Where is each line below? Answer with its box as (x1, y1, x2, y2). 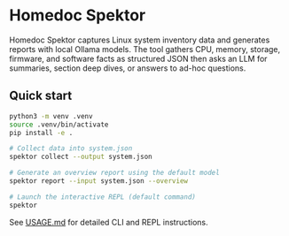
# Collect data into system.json (9, 144, 133, 153)
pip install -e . (9, 128, 74, 137)
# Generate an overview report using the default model (9, 169, 220, 178)
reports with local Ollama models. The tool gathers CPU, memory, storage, (9, 43, 281, 54)
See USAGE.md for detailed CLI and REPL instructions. (9, 217, 208, 227)
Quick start (9, 88, 73, 103)
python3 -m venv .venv (9, 111, 93, 120)
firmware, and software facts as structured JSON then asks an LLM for (9, 53, 268, 64)
